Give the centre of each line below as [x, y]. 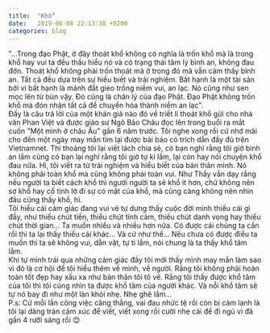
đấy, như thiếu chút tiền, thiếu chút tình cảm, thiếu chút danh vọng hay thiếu [135, 217]
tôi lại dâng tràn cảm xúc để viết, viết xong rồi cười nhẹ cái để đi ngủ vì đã [131, 311]
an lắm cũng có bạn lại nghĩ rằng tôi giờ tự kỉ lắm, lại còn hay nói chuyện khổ [135, 157]
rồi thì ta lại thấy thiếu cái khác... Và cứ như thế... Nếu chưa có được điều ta [133, 234]
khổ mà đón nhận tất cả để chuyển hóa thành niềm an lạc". [106, 105]
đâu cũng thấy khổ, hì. [46, 200]
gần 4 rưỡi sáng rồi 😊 [44, 320]
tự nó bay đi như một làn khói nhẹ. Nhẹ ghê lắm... [90, 294]
